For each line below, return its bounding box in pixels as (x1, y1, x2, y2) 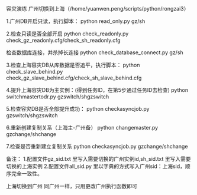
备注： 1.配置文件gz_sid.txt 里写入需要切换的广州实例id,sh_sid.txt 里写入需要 (6, 156, 191, 162)
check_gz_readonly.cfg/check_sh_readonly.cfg (6, 37, 121, 44)
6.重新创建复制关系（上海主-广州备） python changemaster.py (6, 124, 159, 131)
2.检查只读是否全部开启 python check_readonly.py (6, 30, 129, 37)
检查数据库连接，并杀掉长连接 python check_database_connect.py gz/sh (6, 49, 183, 56)
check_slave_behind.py (6, 68, 63, 75)
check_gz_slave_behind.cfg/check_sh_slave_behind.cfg (6, 74, 142, 81)
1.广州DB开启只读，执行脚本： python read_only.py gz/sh (6, 18, 146, 25)
